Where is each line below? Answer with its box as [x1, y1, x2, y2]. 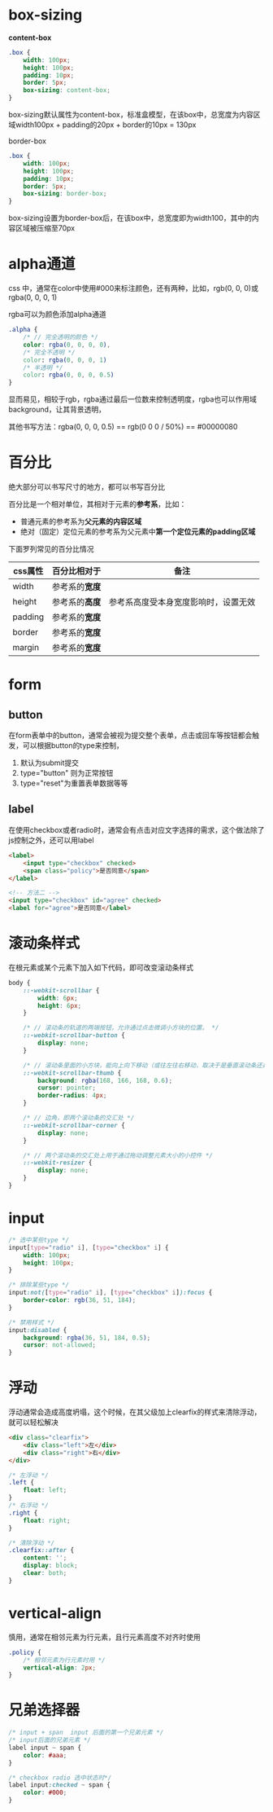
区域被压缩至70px [15, 223, 76, 233]
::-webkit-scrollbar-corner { [23, 1121, 126, 1129]
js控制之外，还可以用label [8, 835, 95, 845]
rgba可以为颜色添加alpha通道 [8, 310, 107, 319]
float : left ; [23, 1486, 67, 1494]
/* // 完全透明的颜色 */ [23, 333, 99, 341]
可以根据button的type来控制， [22, 741, 123, 750]
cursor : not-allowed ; [23, 1341, 96, 1349]
